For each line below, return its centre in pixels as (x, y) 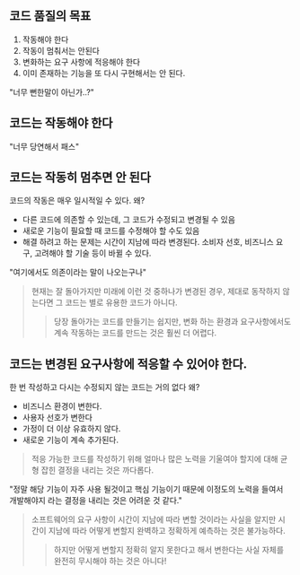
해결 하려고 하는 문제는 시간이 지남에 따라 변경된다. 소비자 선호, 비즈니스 (148, 242)
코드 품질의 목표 (50, 16)
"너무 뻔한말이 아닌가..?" (52, 91)
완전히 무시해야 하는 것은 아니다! (110, 561)
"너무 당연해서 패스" (44, 146)
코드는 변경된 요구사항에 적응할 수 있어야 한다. (128, 364)
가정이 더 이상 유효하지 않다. (71, 429)
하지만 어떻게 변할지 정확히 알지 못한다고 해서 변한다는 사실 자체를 (169, 550)
